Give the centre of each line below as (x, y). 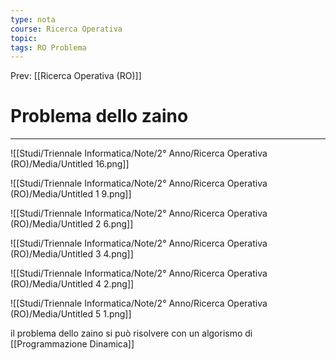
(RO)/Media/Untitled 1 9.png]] (71, 194)
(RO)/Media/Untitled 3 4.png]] (72, 254)
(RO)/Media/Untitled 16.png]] (70, 164)
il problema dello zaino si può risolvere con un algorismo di (131, 333)
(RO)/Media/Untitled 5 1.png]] (71, 314)
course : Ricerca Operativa (66, 29)
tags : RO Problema (48, 47)
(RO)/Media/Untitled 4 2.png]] (72, 284)
